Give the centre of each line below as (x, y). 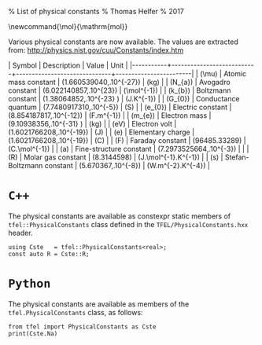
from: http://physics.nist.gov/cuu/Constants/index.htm (96, 50)
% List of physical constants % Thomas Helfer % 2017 (96, 11)
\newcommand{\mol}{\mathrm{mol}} (68, 26)
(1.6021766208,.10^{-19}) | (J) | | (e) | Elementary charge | (101, 132)
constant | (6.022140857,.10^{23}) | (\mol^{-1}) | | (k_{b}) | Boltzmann (120, 90)
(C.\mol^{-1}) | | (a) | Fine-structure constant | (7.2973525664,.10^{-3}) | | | (129, 149)
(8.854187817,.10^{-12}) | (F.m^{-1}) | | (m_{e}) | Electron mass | (110, 116)
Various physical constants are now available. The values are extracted (123, 42)
